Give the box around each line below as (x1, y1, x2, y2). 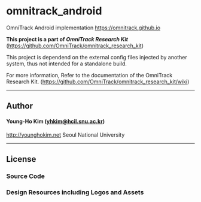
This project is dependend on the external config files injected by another (6, 53, 187, 61)
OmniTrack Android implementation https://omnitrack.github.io (6, 24, 160, 31)
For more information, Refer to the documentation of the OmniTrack (6, 71, 173, 79)
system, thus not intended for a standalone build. (6, 60, 127, 67)
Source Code (6, 172, 45, 180)
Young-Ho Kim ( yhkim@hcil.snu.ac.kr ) (6, 117, 105, 125)
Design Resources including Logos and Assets (6, 188, 144, 196)
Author (6, 101, 33, 111)
